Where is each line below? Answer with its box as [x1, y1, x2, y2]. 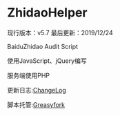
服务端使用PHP [7, 71, 50, 79]
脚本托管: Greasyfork [7, 100, 66, 108]
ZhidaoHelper [7, 5, 88, 21]
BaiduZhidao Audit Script [7, 42, 78, 50]
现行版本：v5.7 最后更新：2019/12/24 [7, 28, 113, 37]
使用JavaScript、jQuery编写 [7, 57, 88, 65]
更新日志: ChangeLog [7, 86, 67, 94]
